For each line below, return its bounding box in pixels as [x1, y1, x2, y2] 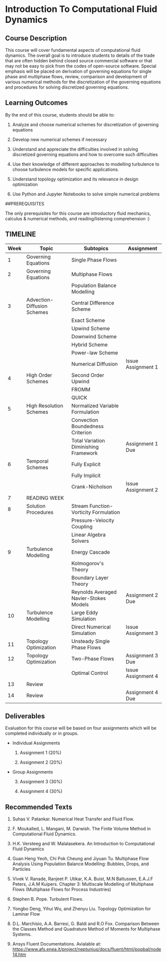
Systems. [12, 931, 32, 938]
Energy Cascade [71, 548, 110, 555]
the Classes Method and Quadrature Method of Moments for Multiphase [12, 926, 161, 932]
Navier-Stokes [71, 595, 106, 602]
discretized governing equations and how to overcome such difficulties [12, 151, 158, 158]
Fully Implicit [71, 472, 101, 479]
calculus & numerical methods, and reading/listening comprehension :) [5, 215, 150, 221]
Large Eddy [71, 609, 98, 616]
